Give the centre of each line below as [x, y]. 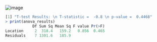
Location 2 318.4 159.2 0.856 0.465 [55, 31]
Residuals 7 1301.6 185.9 [38, 35]
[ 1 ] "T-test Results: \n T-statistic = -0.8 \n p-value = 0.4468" [79, 17]
